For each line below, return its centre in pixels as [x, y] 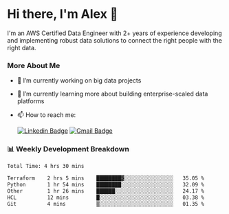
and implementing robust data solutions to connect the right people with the [115, 40]
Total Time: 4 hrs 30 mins [46, 166]
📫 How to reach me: [46, 115]
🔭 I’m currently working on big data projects [79, 81]
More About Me [34, 65]
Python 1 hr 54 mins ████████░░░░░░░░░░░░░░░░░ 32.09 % [106, 185]
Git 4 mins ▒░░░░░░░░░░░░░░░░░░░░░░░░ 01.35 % [106, 204]
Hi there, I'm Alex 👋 [63, 14]
